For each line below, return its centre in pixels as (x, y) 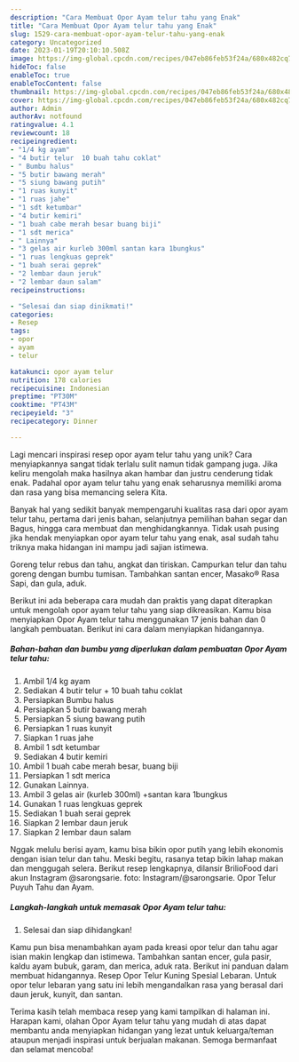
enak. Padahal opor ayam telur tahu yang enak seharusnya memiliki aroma (146, 483)
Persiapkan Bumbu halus (68, 699)
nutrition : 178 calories (56, 380)
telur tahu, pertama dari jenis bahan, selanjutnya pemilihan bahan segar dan (149, 519)
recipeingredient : (44, 141)
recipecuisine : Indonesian (60, 388)
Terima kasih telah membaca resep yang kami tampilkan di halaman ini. (140, 1011)
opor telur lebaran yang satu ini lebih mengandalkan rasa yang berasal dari (147, 985)
